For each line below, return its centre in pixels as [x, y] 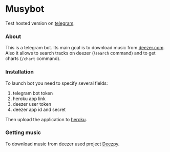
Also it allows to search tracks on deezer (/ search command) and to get [81, 53]
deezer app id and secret [39, 109]
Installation [20, 72]
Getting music [23, 132]
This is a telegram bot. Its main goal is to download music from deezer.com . [85, 48]
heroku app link [29, 99]
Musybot [25, 9]
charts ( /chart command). [33, 59]
